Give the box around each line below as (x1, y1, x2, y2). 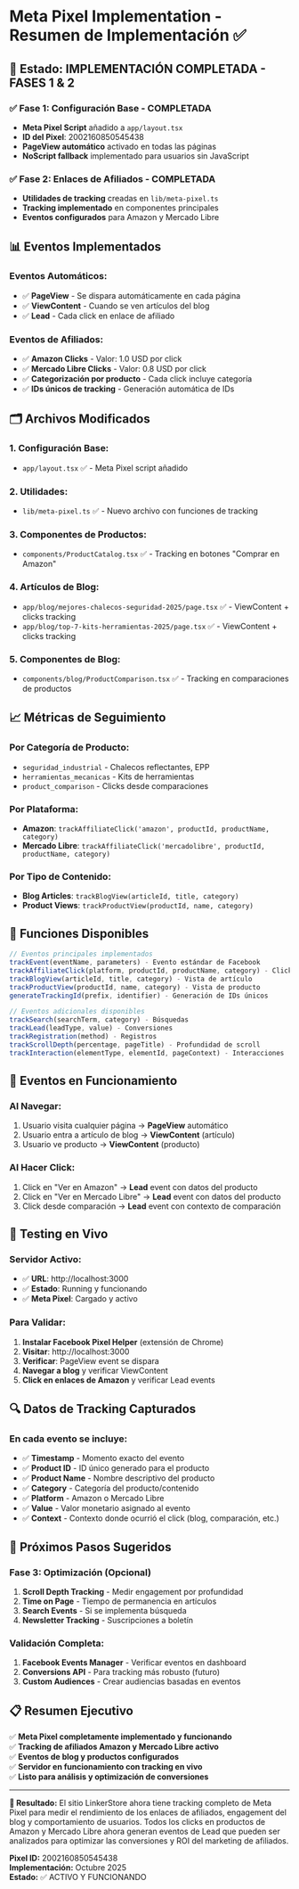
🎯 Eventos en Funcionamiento (9, 1073, 178, 1088)
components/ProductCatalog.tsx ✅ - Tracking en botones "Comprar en (21, 548, 280, 559)
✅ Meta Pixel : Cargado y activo (21, 1294, 138, 1304)
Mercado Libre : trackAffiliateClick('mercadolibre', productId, (21, 841, 265, 851)
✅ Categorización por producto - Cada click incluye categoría (21, 374, 253, 384)
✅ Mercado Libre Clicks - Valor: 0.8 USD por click (21, 364, 207, 374)
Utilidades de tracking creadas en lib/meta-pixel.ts (21, 193, 219, 204)
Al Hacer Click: (9, 1162, 76, 1174)
